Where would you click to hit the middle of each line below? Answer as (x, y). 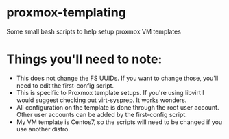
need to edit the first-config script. (65, 85)
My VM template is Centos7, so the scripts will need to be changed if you (119, 122)
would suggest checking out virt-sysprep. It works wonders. (101, 100)
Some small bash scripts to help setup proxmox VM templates (94, 31)
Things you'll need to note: (84, 59)
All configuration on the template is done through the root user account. (118, 107)
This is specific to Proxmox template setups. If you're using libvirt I (110, 92)
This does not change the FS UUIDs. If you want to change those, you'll (117, 78)
